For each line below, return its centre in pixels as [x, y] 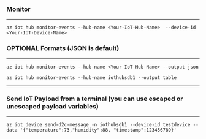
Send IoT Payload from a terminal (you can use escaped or [95, 99]
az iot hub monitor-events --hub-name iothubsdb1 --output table [91, 77]
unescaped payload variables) [53, 106]
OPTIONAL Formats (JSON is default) [63, 48]
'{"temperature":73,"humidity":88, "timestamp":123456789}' [98, 130]
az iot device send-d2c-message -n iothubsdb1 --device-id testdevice [98, 124]
